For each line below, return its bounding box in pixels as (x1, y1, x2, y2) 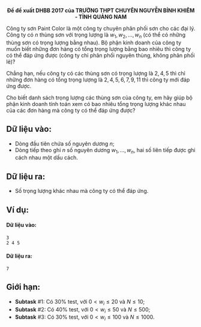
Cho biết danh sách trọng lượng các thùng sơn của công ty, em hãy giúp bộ (6, 94, 193, 101)
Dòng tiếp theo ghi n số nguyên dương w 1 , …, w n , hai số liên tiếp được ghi (14, 146, 196, 155)
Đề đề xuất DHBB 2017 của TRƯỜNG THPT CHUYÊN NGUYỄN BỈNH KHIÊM (7, 7, 195, 14)
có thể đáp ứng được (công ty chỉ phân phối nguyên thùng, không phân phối (6, 52, 195, 59)
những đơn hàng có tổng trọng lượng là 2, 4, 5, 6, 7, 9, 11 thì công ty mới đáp (6, 76, 190, 83)
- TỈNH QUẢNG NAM (74, 13, 127, 20)
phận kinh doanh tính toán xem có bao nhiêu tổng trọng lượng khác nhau (6, 100, 186, 107)
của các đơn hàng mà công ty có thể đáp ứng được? (6, 107, 136, 114)
